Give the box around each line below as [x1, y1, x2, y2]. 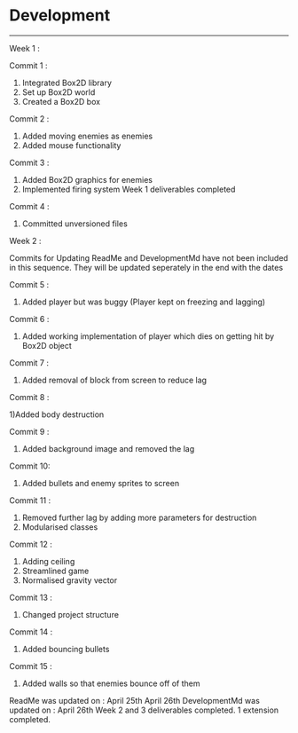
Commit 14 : [9, 627, 53, 637]
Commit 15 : [9, 660, 53, 671]
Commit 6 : [9, 313, 50, 324]
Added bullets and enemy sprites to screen [21, 477, 180, 488]
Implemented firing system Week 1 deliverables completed [21, 184, 236, 194]
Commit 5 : [9, 279, 50, 289]
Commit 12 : [9, 539, 53, 549]
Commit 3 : [9, 157, 50, 168]
